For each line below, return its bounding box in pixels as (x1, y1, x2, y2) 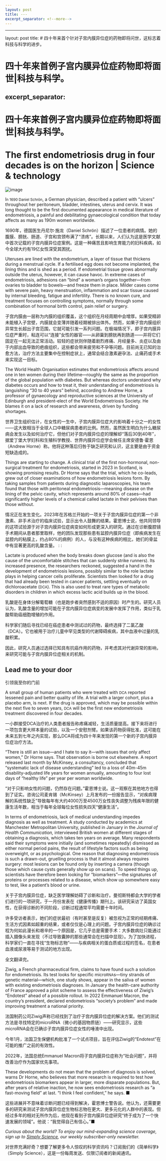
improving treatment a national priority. (5, 1003, 84, 1009)
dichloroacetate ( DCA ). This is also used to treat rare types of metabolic (5, 584, 150, 590)
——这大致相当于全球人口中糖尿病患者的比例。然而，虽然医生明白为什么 (5, 425, 152, 431)
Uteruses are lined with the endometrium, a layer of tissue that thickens (5, 256, 151, 262)
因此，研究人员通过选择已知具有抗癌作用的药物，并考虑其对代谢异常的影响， (5, 645, 161, 651)
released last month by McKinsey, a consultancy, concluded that (5, 759, 137, 765)
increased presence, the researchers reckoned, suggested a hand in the (5, 563, 152, 569)
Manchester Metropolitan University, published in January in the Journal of (5, 824, 158, 830)
